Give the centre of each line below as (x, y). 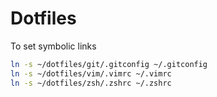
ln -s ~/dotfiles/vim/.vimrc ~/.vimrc (91, 73)
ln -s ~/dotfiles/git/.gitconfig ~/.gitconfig (109, 64)
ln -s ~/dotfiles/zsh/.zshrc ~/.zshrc (91, 83)
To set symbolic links (53, 46)
